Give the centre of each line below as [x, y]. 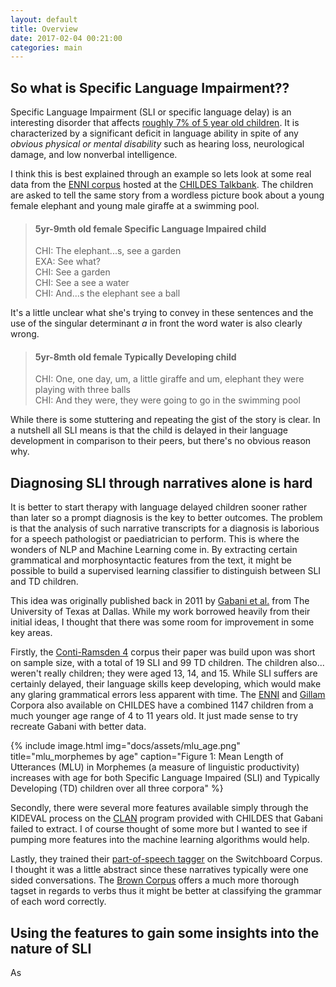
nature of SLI [51, 948]
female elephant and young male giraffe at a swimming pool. [135, 206]
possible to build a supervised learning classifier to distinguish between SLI [166, 571]
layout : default [44, 19]
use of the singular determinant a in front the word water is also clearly [156, 323]
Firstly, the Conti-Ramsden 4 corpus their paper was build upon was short [163, 652]
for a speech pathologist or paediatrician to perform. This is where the [155, 539]
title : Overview [44, 29]
